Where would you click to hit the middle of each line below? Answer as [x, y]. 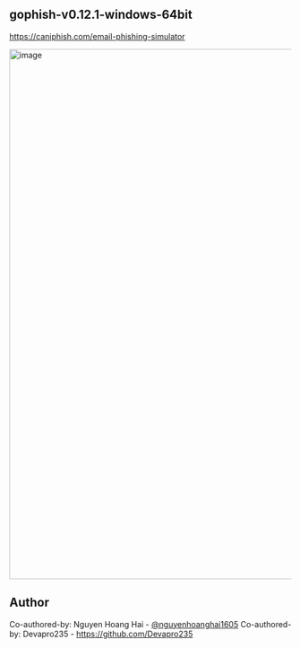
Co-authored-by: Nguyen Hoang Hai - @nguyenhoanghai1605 [124, 624]
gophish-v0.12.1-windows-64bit [101, 15]
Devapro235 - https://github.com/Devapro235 [108, 634]
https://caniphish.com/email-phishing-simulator [97, 36]
